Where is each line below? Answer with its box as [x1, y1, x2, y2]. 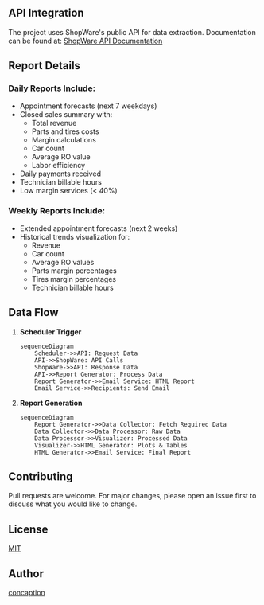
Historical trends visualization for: [19, 232, 130, 241]
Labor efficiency [31, 160, 86, 170]
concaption [8, 588, 45, 598]
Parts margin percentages [31, 266, 117, 275]
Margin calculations [31, 135, 97, 144]
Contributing [8, 470, 73, 483]
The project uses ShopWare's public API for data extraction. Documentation [8, 27, 257, 37]
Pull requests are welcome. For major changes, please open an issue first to [8, 491, 257, 501]
